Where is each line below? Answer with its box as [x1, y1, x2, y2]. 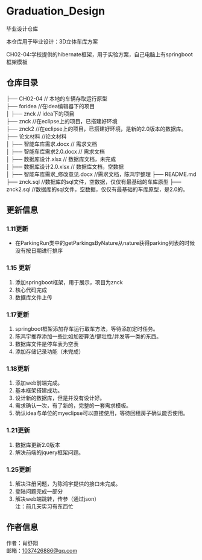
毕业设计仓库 [6, 25, 38, 32]
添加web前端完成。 [14, 379, 63, 386]
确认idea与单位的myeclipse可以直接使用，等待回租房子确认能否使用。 [14, 409, 189, 417]
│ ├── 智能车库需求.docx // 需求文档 [6, 140, 98, 148]
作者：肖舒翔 [6, 539, 38, 547]
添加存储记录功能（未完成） [14, 348, 84, 355]
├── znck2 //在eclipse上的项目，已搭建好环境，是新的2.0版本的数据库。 [6, 125, 187, 132]
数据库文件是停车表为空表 [14, 340, 79, 348]
